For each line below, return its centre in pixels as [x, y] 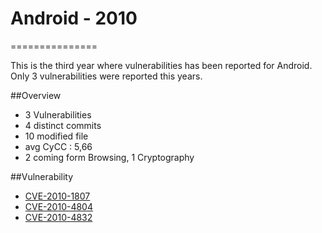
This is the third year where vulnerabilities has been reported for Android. [161, 65]
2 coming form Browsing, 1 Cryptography [109, 157]
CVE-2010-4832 [58, 217]
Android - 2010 [74, 18]
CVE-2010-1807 [57, 196]
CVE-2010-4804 [58, 206]
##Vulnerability [42, 176]
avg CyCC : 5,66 [58, 146]
